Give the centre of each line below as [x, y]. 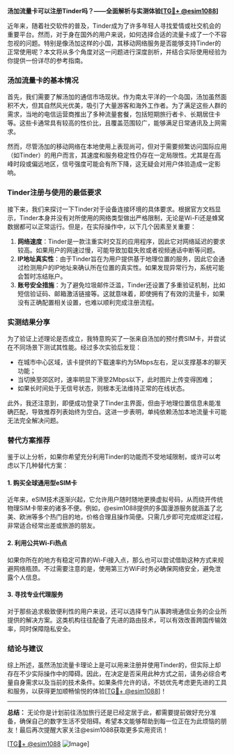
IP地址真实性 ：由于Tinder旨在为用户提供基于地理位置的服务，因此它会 [118, 259]
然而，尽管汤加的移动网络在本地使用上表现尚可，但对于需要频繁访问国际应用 [117, 146]
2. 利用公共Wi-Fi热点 [37, 542]
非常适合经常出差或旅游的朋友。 [53, 526]
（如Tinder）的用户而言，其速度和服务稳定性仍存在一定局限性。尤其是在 [111, 155]
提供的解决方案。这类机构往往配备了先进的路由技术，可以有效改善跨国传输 [114, 620]
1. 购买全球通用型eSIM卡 [42, 482]
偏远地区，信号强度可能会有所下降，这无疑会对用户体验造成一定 [123, 164]
